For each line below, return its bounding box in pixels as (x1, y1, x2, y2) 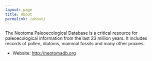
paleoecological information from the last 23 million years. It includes (5, 35, 147, 41)
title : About (5, 12, 32, 17)
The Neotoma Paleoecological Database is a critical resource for (5, 30, 138, 36)
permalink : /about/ (5, 16, 46, 21)
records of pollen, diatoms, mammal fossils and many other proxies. (5, 41, 145, 47)
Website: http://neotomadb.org (12, 50, 76, 56)
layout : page (5, 7, 32, 12)
